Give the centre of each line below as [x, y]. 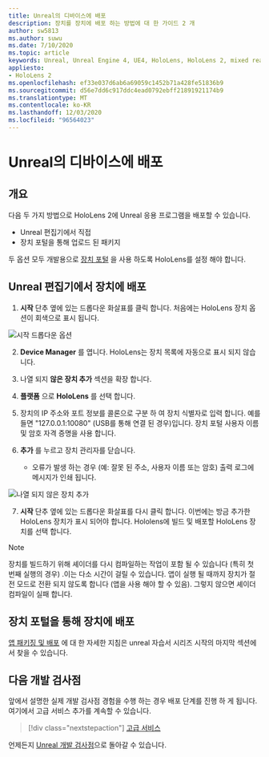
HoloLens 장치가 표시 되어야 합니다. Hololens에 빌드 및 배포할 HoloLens [134, 521]
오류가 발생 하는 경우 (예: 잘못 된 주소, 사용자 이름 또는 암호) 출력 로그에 [143, 467]
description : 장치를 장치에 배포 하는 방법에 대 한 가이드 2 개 [102, 23]
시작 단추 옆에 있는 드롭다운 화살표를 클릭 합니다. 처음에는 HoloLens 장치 [134, 308]
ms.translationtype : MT [48, 98]
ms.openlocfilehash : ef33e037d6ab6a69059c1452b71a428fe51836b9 [116, 83]
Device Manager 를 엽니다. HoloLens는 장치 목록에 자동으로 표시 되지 [130, 352]
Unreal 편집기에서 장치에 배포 [77, 287]
